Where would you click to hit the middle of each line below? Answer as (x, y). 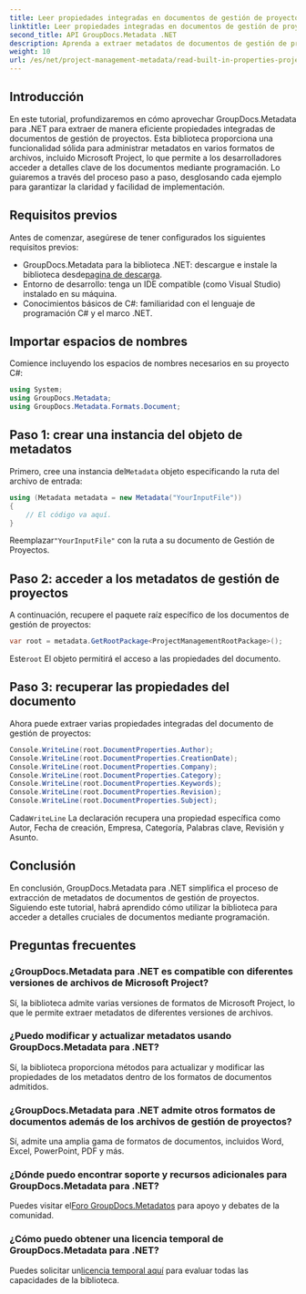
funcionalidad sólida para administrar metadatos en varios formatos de (142, 148)
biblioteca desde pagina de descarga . (92, 274)
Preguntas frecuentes (73, 946)
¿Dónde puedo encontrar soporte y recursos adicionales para (148, 1175)
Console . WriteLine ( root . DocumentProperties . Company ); (114, 767)
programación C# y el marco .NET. (87, 313)
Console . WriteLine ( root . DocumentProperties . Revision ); (116, 792)
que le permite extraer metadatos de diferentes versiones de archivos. (141, 1013)
